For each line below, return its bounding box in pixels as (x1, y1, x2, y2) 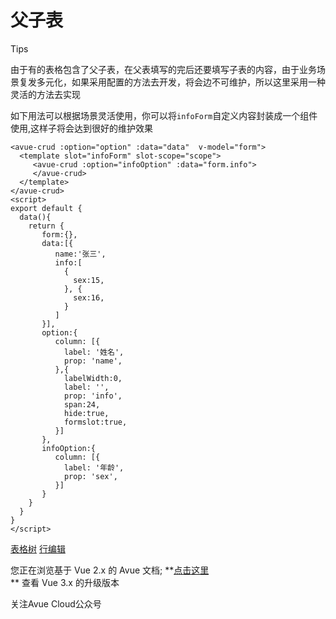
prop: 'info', (63, 391, 123, 401)
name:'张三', (54, 249, 107, 259)
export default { (10, 203, 83, 213)
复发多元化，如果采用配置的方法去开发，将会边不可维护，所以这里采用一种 (18, 76, 326, 88)
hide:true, (63, 408, 110, 418)
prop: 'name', (63, 356, 123, 366)
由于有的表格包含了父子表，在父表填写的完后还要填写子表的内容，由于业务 (10, 63, 317, 75)
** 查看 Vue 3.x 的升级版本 (10, 576, 120, 588)
